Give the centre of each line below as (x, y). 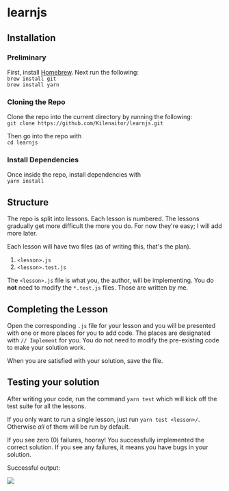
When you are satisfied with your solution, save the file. (85, 361)
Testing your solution (53, 382)
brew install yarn (33, 85)
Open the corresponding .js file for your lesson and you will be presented (111, 326)
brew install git (32, 79)
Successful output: (33, 468)
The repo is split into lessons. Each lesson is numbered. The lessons (103, 219)
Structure (28, 202)
